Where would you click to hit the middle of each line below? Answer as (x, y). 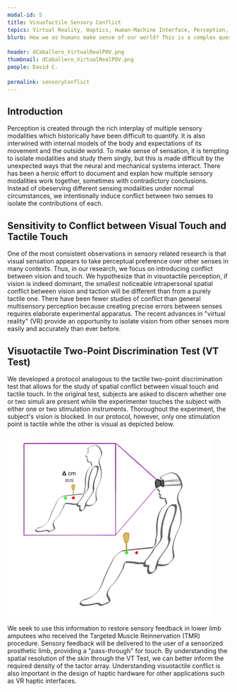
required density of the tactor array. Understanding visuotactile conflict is (114, 666)
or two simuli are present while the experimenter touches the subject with (114, 401)
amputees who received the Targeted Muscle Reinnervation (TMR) (104, 636)
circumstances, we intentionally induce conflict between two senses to (110, 196)
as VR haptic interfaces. (42, 681)
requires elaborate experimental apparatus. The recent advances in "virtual (116, 314)
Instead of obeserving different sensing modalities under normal (101, 189)
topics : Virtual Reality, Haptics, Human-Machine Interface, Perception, (118, 30)
